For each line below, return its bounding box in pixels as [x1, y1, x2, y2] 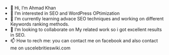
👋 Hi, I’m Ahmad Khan [10, 5, 56, 11]
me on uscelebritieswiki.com [10, 45, 70, 51]
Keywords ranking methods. [10, 21, 69, 27]
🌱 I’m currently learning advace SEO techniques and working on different [10, 16, 164, 21]
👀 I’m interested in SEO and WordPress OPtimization [10, 10, 120, 16]
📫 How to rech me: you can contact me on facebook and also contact [10, 38, 158, 43]
